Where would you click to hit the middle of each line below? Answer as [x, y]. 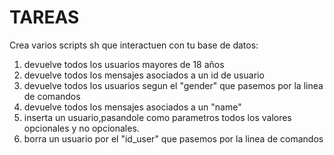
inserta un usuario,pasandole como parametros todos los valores [157, 117]
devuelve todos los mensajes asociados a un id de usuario [144, 75]
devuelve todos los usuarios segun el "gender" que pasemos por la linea [173, 85]
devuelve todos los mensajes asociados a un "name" [132, 107]
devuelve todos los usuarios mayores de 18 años [124, 64]
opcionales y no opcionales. [81, 128]
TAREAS [44, 17]
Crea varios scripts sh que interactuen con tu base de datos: [134, 45]
